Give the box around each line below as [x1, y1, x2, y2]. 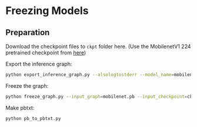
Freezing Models [5, 4, 89, 18]
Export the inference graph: [5, 60, 72, 67]
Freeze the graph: [5, 82, 49, 89]
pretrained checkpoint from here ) [5, 49, 86, 56]
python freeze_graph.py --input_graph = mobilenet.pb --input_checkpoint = [5, 94, 188, 99]
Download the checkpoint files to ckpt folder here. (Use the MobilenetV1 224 [5, 43, 192, 50]
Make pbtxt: [5, 104, 35, 111]
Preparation [5, 28, 50, 37]
